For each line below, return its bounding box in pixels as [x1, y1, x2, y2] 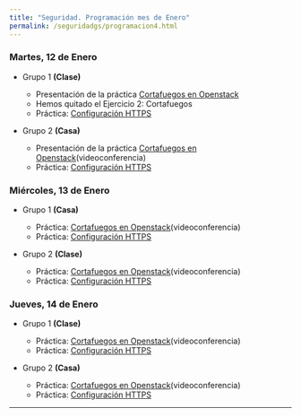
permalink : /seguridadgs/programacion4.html [9, 22, 178, 30]
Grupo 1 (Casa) [21, 204, 79, 215]
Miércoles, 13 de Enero [9, 184, 110, 196]
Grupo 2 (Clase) [21, 248, 83, 260]
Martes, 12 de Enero [9, 51, 98, 64]
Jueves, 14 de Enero [9, 298, 99, 310]
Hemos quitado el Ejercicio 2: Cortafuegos [35, 98, 193, 109]
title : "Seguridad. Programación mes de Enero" [9, 13, 191, 22]
